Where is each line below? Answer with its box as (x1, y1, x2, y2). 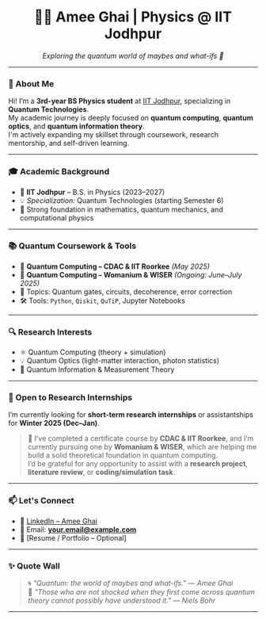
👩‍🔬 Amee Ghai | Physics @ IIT (34, 8, 232, 26)
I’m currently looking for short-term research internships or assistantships (8, 410, 253, 419)
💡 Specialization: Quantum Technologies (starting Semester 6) (19, 195, 224, 205)
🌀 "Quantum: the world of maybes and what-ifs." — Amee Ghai (27, 579, 234, 588)
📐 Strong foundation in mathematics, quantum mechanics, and (19, 205, 223, 214)
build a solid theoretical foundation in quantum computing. (27, 450, 218, 460)
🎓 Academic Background (8, 166, 109, 178)
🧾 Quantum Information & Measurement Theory (19, 365, 175, 374)
